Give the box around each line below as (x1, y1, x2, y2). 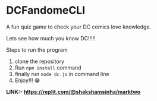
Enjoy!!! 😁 (14, 77, 40, 84)
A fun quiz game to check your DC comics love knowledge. (6, 23, 152, 30)
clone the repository (14, 58, 65, 65)
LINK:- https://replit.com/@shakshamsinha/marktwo (6, 88, 141, 95)
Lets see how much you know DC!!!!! (6, 34, 96, 42)
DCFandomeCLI (6, 4, 86, 17)
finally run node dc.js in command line (14, 70, 109, 77)
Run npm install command (14, 64, 81, 71)
